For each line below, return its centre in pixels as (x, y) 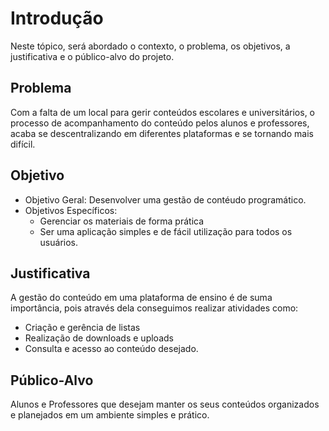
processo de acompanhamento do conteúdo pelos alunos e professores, (160, 123)
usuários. (59, 242)
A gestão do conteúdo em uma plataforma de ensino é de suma (141, 298)
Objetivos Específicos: (71, 210)
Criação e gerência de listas (82, 328)
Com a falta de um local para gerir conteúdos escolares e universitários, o (163, 112)
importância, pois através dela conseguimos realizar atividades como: (154, 308)
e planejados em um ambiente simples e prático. (110, 415)
